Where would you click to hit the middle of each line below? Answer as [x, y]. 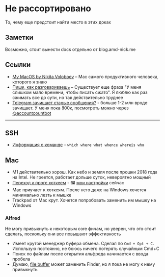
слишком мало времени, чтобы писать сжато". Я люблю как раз [80, 92]
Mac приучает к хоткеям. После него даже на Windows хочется [79, 190]
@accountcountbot [32, 113]
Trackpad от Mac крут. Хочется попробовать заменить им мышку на [84, 200]
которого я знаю [29, 82]
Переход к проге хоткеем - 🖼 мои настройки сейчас [68, 183]
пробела [21, 259]
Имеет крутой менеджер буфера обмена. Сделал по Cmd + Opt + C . [83, 244]
